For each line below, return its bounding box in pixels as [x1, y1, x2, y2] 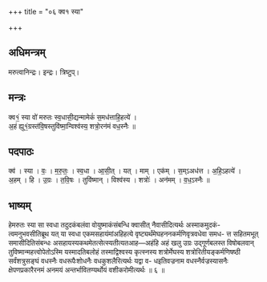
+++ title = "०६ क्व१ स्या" [8, 7, 84, 16]
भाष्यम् [8, 199, 31, 212]
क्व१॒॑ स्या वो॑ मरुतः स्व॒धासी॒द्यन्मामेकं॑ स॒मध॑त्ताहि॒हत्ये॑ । [8, 112, 138, 122]
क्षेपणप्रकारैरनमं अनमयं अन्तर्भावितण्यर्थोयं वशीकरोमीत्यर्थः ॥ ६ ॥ [8, 265, 165, 275]
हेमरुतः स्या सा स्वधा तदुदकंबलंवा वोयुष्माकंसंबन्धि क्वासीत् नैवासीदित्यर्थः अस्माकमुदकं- [8, 220, 220, 230]
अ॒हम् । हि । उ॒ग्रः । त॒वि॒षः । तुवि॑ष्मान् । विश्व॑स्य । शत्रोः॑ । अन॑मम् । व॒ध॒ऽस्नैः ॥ [8, 175, 210, 185]
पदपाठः [8, 145, 34, 159]
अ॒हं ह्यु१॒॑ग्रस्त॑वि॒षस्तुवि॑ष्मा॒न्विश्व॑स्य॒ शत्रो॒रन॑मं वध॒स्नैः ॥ [8, 121, 136, 131]
